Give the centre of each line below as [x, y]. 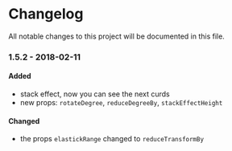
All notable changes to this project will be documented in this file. [117, 36]
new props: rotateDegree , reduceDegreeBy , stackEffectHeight [121, 103]
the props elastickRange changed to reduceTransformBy [112, 139]
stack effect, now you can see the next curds [95, 94]
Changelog [46, 14]
